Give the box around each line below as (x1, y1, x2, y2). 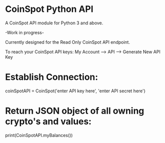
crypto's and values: (5, 116, 92, 127)
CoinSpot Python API (5, 3, 94, 15)
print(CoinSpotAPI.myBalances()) (5, 132, 73, 138)
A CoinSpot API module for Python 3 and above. (5, 20, 104, 26)
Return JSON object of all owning (5, 105, 145, 117)
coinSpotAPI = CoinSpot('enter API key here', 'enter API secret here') (5, 88, 146, 94)
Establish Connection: (5, 71, 98, 83)
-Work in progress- (5, 29, 44, 35)
